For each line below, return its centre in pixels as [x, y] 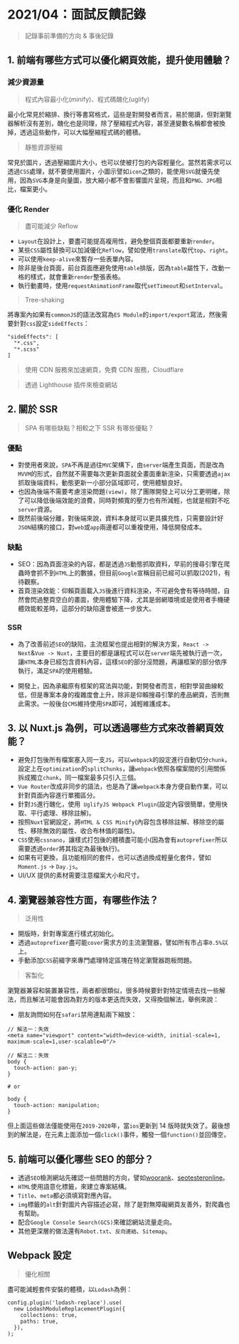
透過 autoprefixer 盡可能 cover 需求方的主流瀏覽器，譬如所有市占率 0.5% [120, 943]
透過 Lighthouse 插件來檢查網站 [71, 384]
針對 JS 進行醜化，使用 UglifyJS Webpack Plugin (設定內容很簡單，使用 [119, 804]
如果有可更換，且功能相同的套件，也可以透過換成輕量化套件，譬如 [114, 857]
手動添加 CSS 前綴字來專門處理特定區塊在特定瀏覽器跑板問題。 [107, 961]
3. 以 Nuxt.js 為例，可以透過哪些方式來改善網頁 [111, 728]
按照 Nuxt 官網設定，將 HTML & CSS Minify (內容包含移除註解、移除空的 [118, 822]
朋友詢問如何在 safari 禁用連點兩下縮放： [77, 1015]
